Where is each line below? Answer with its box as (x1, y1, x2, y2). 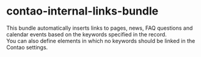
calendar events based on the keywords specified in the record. (6, 30, 167, 38)
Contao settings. (6, 44, 48, 51)
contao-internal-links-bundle (6, 4, 159, 18)
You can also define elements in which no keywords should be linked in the (6, 37, 196, 44)
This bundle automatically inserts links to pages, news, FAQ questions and (6, 24, 193, 32)
